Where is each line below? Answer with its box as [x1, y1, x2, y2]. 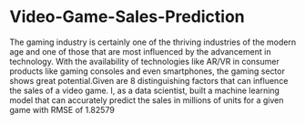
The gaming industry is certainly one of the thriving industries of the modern [9, 36, 297, 47]
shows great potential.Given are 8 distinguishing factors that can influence [9, 75, 289, 86]
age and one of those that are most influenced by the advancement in [9, 46, 271, 57]
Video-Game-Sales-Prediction [9, 6, 246, 27]
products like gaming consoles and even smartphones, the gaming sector [9, 66, 285, 77]
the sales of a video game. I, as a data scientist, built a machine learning [9, 85, 280, 96]
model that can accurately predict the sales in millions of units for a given [9, 94, 284, 106]
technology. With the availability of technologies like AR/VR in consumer [9, 56, 280, 67]
